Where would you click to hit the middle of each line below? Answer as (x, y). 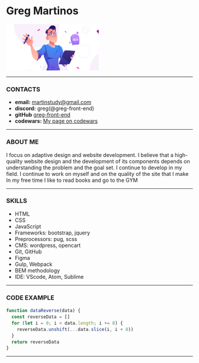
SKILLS (17, 201)
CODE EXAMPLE (30, 297)
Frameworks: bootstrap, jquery (52, 233)
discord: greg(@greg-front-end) (54, 108)
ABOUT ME (23, 142)
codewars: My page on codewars (56, 121)
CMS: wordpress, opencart (48, 245)
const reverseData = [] (41, 317)
